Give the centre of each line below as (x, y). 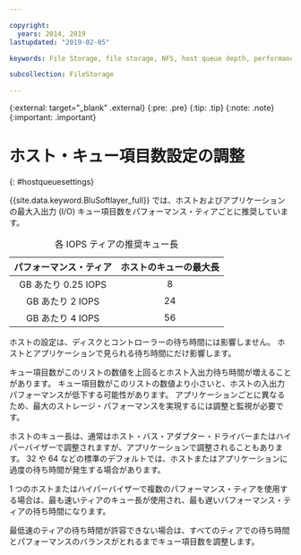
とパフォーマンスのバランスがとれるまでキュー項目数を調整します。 (134, 542)
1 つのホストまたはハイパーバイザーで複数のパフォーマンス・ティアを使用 (145, 489)
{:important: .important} (53, 117)
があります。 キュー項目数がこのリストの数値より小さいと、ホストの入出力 (147, 384)
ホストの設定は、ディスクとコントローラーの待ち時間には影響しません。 (142, 343)
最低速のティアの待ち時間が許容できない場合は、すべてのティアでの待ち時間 (150, 531)
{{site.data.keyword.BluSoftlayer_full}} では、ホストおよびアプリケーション (147, 200)
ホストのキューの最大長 (170, 267)
